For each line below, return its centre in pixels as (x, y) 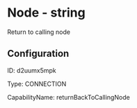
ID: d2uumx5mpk (32, 70)
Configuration (38, 54)
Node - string (46, 13)
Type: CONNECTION (37, 84)
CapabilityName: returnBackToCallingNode (68, 97)
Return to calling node (39, 32)
